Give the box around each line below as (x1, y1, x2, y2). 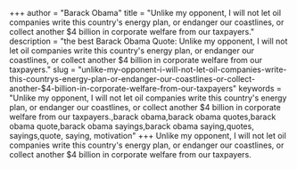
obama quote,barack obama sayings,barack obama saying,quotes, (9, 121, 254, 132)
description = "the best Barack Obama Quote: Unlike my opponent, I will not (9, 36, 288, 46)
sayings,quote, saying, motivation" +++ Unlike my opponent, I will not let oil (9, 131, 287, 141)
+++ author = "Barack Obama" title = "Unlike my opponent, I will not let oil (9, 8, 282, 18)
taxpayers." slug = (9, 64, 77, 75)
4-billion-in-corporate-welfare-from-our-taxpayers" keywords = (45, 84, 283, 93)
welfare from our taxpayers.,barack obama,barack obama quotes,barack (9, 111, 276, 122)
